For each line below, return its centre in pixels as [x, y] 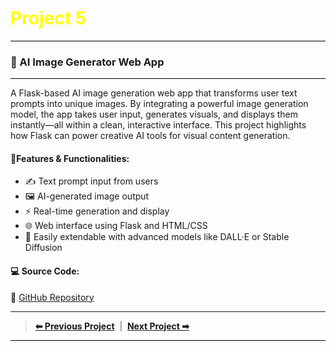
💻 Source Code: [45, 271]
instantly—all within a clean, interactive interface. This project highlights [158, 125]
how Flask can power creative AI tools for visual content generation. [150, 136]
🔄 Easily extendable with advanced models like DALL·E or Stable [157, 237]
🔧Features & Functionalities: [70, 158]
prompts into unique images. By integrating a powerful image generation [159, 104]
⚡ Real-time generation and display [97, 211]
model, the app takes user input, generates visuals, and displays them [154, 114]
